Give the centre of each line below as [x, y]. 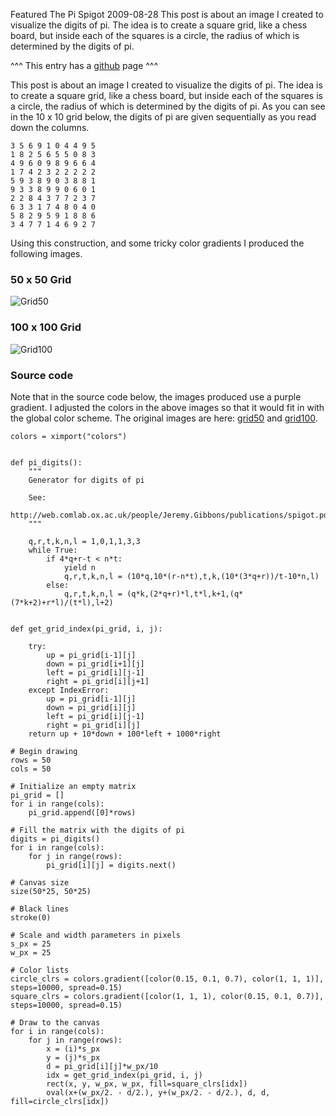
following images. [46, 253]
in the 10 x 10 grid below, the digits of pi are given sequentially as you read [163, 117]
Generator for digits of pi [86, 480]
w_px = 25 [31, 952]
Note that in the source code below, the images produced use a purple [156, 396]
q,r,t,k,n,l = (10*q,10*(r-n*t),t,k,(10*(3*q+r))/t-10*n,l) [191, 576]
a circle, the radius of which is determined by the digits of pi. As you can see [168, 106]
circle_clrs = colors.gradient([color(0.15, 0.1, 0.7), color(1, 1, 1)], [167, 979]
